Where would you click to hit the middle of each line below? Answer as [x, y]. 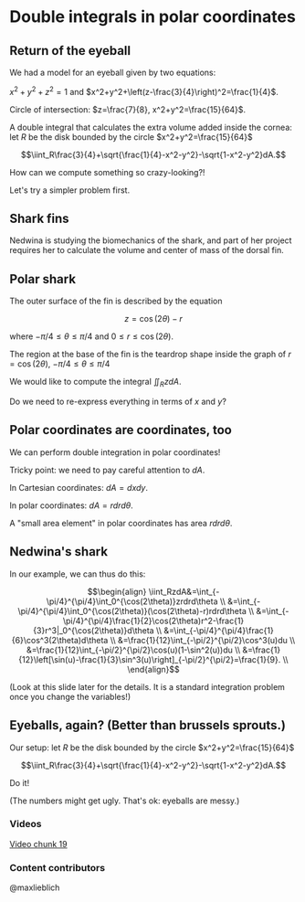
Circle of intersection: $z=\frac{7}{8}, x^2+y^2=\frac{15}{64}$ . [128, 109]
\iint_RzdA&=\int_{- [184, 591]
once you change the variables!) [70, 696]
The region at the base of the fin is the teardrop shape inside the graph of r [151, 355]
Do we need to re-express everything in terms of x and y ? [118, 402]
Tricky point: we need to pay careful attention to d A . [107, 470]
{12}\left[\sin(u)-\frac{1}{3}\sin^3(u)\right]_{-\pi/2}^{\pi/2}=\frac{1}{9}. [149, 659]
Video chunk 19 [38, 844]
